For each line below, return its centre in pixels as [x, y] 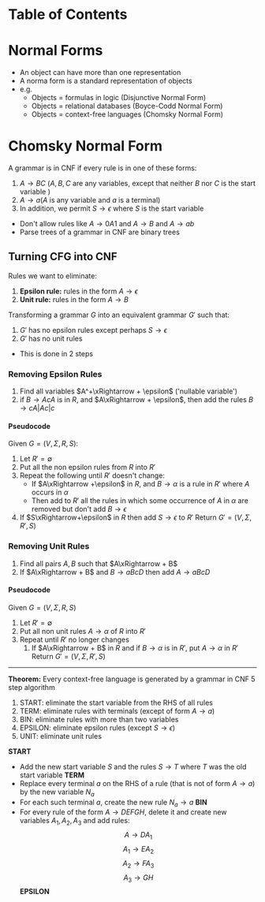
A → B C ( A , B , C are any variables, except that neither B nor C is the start [138, 184]
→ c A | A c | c [37, 408]
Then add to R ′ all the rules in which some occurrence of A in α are [140, 501]
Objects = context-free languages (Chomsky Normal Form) [127, 114]
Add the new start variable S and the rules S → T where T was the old [133, 766]
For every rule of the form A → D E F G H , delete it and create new [123, 812]
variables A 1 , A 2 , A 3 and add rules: [75, 822]
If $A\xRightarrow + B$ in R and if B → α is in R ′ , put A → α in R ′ [135, 647]
